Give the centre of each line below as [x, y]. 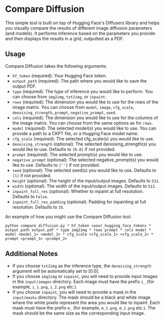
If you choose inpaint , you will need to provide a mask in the [74, 292]
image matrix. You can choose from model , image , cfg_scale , [73, 107]
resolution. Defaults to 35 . [38, 207]
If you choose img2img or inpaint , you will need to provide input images [85, 276]
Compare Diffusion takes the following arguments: [56, 66]
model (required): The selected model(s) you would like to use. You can [84, 128]
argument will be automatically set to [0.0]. [56, 271]
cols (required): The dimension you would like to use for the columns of [85, 118]
